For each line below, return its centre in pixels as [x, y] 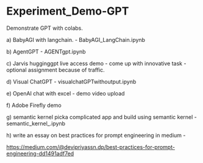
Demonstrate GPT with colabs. [45, 28]
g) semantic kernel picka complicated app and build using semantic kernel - [101, 117]
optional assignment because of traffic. [55, 70]
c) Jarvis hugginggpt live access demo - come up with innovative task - [96, 63]
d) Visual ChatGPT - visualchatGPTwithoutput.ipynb [71, 81]
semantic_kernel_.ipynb [36, 123]
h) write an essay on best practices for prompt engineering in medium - [96, 135]
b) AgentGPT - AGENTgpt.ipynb [46, 51]
